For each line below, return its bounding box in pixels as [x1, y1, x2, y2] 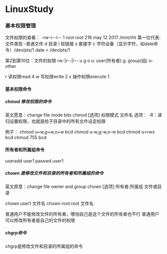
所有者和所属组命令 [5, 146, 45, 152]
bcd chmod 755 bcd [5, 134, 47, 140]
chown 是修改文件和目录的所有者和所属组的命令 [5, 170, 104, 176]
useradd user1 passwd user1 [5, 158, 64, 164]
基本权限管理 [5, 22, 36, 29]
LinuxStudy [5, 3, 54, 15]
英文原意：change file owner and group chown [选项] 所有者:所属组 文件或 [5, 183, 158, 189]
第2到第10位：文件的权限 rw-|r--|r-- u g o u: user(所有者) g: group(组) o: [5, 57, 153, 63]
